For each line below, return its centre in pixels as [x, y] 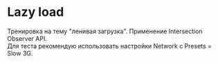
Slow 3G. [20, 53]
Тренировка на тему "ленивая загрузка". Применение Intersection [105, 31]
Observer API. [27, 38]
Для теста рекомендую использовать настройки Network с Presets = [110, 46]
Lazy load [36, 12]
